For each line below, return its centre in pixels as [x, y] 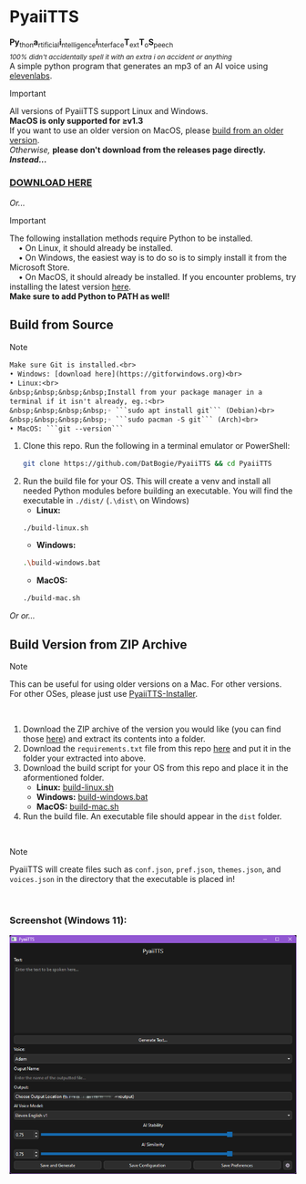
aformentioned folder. [63, 777]
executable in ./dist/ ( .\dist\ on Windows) [106, 500]
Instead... [28, 159]
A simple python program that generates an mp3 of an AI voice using [139, 66]
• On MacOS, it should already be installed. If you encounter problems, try [157, 276]
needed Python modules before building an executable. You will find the [158, 491]
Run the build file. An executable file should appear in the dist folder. [152, 816]
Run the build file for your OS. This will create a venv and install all [147, 481]
